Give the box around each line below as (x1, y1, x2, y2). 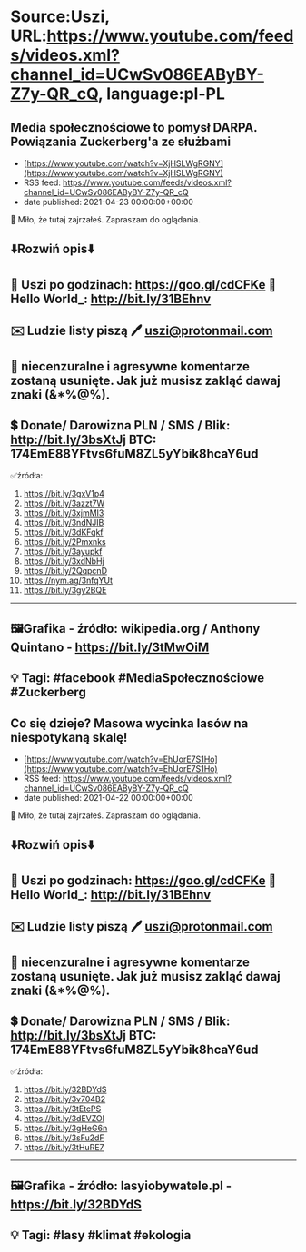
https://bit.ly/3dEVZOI (23, 1113, 105, 1124)
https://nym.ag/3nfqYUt (23, 575, 113, 587)
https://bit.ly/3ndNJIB (23, 518, 104, 528)
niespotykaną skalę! (10, 729, 128, 745)
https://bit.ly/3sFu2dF (23, 1132, 104, 1143)
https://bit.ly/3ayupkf (23, 547, 103, 557)
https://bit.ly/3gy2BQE (23, 585, 107, 596)
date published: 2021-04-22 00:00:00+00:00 (23, 792, 193, 803)
